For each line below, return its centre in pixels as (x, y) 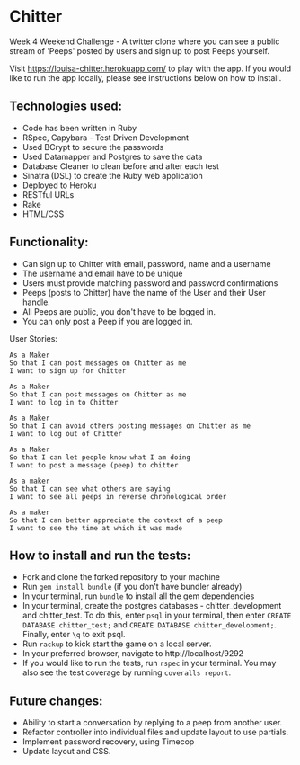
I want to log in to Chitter (64, 402)
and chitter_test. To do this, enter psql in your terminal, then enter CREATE (157, 615)
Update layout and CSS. (66, 752)
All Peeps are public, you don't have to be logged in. (119, 311)
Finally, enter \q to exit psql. (74, 635)
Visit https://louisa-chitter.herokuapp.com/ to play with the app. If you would (150, 68)
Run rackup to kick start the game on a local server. (117, 644)
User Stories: (34, 338)
